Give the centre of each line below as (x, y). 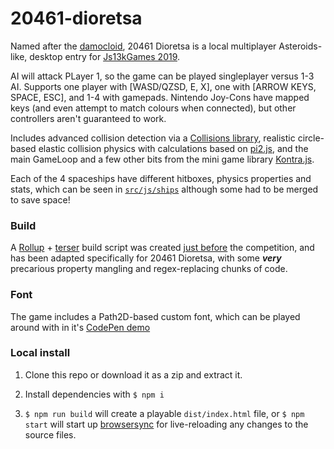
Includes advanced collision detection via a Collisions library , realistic (153, 138)
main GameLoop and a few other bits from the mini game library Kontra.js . (162, 159)
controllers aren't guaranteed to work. (88, 118)
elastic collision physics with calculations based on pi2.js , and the (173, 148)
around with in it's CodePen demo (80, 327)
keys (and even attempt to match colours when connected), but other (153, 108)
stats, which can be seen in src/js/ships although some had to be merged (164, 189)
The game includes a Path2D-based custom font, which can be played (155, 316)
